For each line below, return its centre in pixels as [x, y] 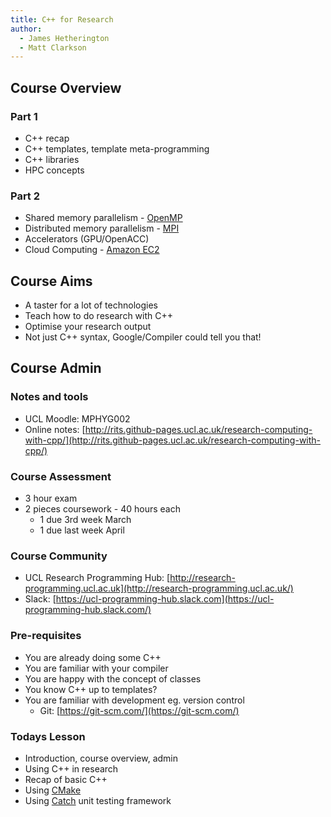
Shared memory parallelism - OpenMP [103, 218]
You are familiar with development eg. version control [134, 700]
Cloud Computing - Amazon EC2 [92, 250]
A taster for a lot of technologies [91, 305]
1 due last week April [82, 530]
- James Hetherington [64, 38]
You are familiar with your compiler [96, 668]
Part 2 [25, 196]
